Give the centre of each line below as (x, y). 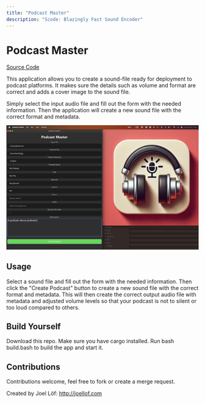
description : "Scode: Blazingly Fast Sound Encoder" (75, 19)
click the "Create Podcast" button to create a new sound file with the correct (103, 288)
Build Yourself (34, 326)
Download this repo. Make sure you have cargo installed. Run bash (90, 341)
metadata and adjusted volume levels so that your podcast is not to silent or (102, 301)
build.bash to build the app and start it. (55, 347)
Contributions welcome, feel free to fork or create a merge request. (91, 382)
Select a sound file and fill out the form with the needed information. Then (99, 281)
